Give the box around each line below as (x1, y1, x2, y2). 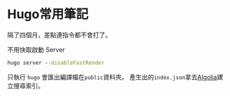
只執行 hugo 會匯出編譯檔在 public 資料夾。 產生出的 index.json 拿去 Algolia (7, 72, 217, 81)
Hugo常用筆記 (7, 6, 89, 22)
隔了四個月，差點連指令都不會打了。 (7, 31, 112, 39)
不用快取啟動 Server (7, 45, 65, 54)
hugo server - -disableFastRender (7, 59, 105, 66)
